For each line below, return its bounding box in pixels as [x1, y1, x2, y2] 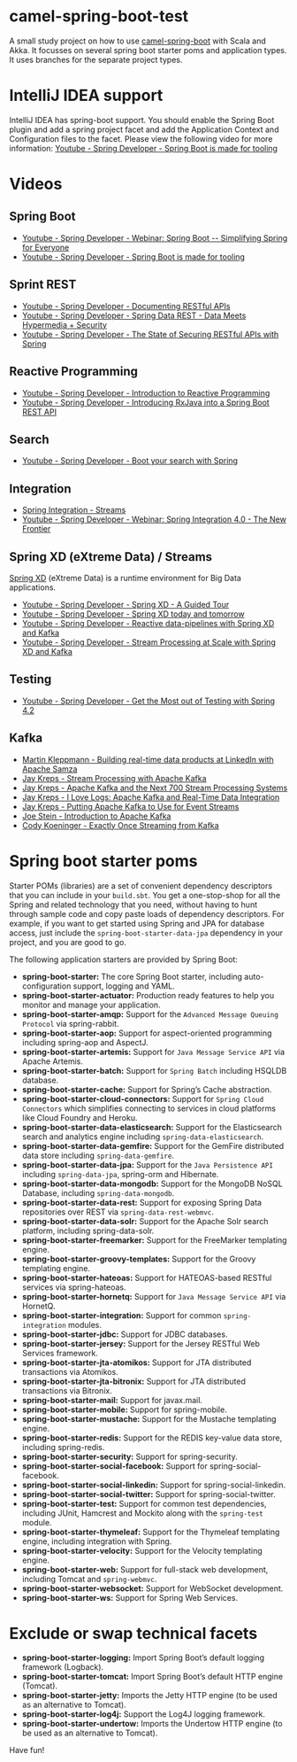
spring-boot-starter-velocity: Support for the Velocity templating [21, 1545, 263, 1556]
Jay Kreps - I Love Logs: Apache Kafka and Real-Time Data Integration [21, 791, 280, 803]
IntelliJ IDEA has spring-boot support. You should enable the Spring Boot [9, 114, 275, 125]
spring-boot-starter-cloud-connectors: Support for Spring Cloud [21, 1093, 264, 1104]
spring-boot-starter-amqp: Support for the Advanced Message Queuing [21, 1008, 278, 1020]
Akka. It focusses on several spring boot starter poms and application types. [9, 44, 287, 55]
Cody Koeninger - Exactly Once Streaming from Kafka [21, 819, 219, 830]
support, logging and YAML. [72, 981, 175, 991]
